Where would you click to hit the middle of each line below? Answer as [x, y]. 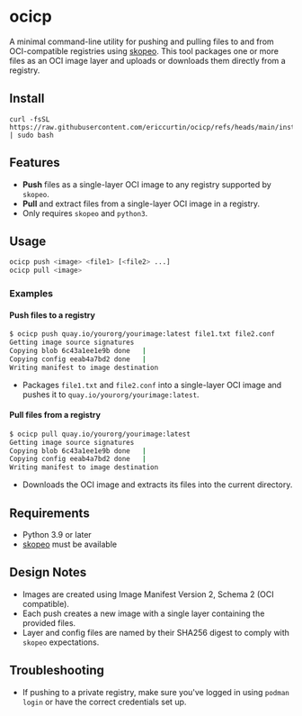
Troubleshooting [57, 671]
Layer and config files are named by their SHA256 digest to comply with [156, 632]
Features [35, 163]
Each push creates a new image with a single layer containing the [143, 613]
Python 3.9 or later [57, 535]
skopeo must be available [70, 544]
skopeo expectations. [61, 642]
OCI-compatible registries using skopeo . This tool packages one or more [144, 50]
